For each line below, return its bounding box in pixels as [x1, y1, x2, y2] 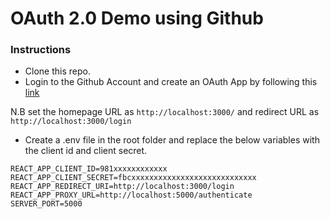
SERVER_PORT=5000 [10, 199, 83, 209]
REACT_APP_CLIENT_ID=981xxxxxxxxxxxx [10, 164, 168, 174]
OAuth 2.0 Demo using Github [10, 7, 264, 30]
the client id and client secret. [24, 145, 148, 157]
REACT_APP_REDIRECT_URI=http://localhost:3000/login [10, 182, 235, 192]
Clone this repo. [24, 65, 91, 77]
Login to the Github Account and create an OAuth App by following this [24, 76, 318, 88]
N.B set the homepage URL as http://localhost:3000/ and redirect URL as [10, 106, 320, 118]
